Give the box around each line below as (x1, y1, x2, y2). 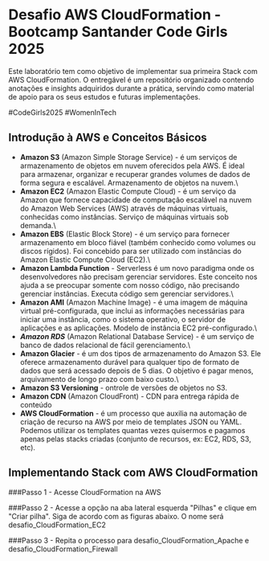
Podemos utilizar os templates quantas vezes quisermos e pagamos (19, 425, 246, 435)
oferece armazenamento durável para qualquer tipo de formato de (19, 357, 239, 366)
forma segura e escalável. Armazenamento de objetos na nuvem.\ (19, 178, 238, 187)
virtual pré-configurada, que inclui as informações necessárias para (19, 305, 245, 315)
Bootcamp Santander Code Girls (8, 23, 228, 41)
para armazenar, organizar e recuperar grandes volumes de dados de (19, 169, 251, 178)
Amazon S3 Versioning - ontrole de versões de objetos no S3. (19, 383, 227, 392)
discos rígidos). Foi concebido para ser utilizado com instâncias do (19, 246, 243, 256)
